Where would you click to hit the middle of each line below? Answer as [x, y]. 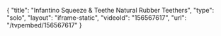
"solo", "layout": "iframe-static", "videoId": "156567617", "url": [97, 18]
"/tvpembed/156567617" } [44, 25]
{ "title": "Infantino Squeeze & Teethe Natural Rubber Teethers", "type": [110, 10]
